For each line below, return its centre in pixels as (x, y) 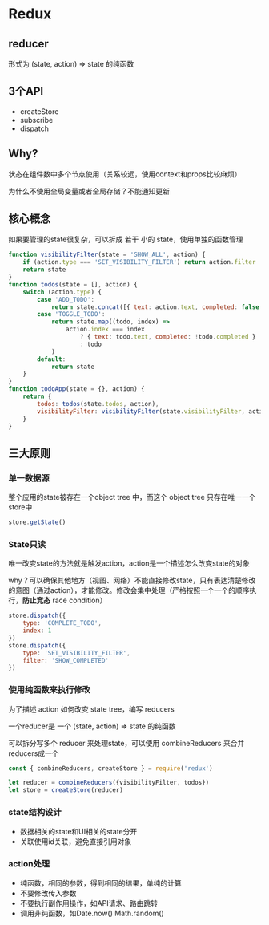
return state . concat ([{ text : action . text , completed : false (155, 307)
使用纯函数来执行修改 (49, 690)
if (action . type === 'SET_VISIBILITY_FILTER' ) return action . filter (139, 262)
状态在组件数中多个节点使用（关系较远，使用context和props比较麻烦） (125, 174)
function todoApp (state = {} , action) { (77, 389)
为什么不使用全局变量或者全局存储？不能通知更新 (89, 191)
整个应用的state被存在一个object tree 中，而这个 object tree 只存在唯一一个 (132, 497)
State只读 (27, 544)
